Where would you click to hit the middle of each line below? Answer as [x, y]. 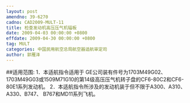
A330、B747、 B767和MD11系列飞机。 [52, 94]
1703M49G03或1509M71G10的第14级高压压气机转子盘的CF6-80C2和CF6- [95, 79]
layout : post [22, 11]
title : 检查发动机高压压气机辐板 [42, 28]
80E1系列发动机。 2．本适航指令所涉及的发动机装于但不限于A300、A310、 [96, 86]
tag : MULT [18, 44]
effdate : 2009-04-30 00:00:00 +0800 [51, 38]
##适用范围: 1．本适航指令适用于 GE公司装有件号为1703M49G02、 [86, 72]
